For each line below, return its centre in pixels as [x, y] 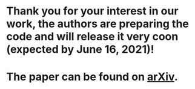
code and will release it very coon [92, 37]
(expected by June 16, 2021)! [80, 50]
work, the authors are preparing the [98, 24]
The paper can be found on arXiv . [92, 77]
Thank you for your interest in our [92, 11]
